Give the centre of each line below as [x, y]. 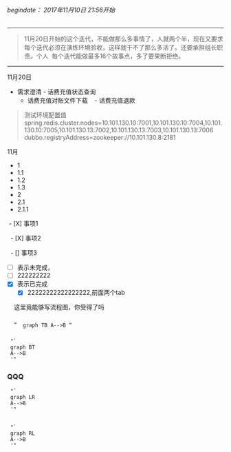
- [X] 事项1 [23, 224]
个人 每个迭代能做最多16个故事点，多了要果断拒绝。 [110, 56]
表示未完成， [35, 267]
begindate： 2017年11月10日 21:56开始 [61, 10]
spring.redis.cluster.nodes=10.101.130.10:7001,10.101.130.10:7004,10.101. [123, 123]
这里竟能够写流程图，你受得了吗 [59, 307]
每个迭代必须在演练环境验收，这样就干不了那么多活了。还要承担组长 [120, 48]
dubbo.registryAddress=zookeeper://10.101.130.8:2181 [100, 138]
